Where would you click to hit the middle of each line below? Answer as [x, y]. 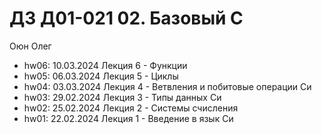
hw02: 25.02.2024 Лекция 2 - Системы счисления [131, 108]
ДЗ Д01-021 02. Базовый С [126, 18]
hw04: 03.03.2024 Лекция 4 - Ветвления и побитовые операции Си [167, 86]
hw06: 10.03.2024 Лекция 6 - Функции [105, 65]
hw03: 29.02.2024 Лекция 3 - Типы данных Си [122, 97]
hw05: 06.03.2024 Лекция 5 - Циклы [101, 76]
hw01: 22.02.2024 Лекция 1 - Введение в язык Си [128, 118]
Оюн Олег [30, 46]
